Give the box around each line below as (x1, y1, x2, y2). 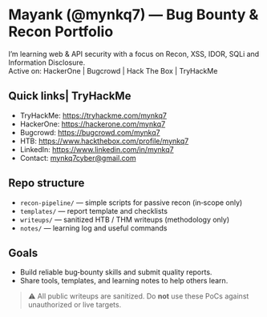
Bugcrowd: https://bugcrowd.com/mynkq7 (19, 127, 160, 137)
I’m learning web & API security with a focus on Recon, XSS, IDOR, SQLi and (8, 49, 260, 58)
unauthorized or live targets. (27, 300, 122, 310)
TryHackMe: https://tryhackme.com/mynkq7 (19, 110, 167, 120)
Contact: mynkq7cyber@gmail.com (19, 153, 136, 163)
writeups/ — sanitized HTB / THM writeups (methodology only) (19, 215, 230, 224)
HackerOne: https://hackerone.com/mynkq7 (19, 118, 166, 129)
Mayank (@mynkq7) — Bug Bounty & (8, 6, 259, 24)
